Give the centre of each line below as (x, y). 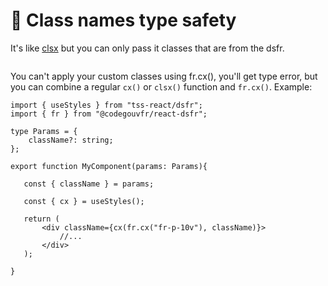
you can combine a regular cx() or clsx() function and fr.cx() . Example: (161, 86)
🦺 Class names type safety (123, 20)
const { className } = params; (89, 184)
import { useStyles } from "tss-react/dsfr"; (106, 105)
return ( (41, 219)
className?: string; (71, 140)
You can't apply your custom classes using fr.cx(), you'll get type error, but (164, 76)
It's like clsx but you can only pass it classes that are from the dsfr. (147, 48)
